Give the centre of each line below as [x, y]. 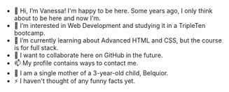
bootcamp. [29, 33]
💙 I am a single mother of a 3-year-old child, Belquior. [91, 73]
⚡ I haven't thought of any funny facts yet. [74, 81]
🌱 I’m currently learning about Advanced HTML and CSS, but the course [118, 40]
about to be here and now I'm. [57, 18]
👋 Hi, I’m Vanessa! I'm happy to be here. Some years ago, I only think [113, 11]
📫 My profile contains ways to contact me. [76, 63]
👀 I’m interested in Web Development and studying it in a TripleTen [110, 25]
